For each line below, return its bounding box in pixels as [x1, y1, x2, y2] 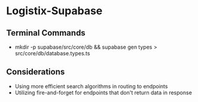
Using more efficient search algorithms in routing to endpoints [14, 82, 168, 90]
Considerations [6, 67, 65, 77]
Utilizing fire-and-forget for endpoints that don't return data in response [14, 89, 193, 96]
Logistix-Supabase [6, 4, 103, 18]
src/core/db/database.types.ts [14, 50, 90, 57]
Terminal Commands [6, 28, 86, 38]
